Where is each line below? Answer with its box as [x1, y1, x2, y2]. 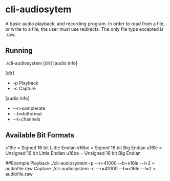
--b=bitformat [12, 110, 42, 116]
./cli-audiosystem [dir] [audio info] [5, 60, 78, 66]
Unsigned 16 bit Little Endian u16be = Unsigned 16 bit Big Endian [5, 150, 141, 156]
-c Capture [12, 85, 36, 91]
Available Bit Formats [5, 131, 75, 139]
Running [5, 46, 33, 55]
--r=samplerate [12, 105, 46, 111]
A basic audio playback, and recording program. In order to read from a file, [5, 21, 165, 27]
